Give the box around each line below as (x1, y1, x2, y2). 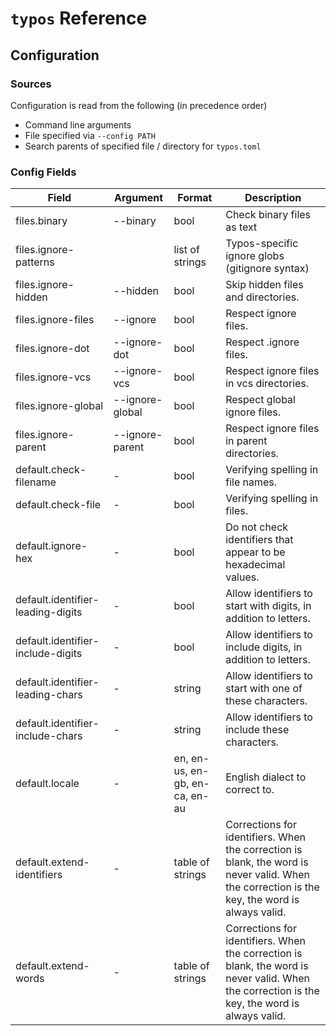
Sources (10, 77, 52, 91)
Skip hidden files (225, 278, 304, 292)
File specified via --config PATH (24, 129, 156, 141)
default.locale (15, 777, 80, 791)
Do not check (225, 520, 289, 534)
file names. (225, 475, 278, 489)
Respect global (225, 393, 296, 407)
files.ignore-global (15, 399, 104, 413)
